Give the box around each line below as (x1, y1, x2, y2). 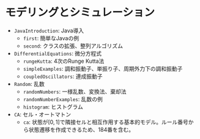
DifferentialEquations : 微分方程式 (13, 49, 102, 57)
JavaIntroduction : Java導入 (13, 27, 84, 34)
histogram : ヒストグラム (23, 103, 83, 110)
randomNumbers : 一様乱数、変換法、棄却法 (23, 88, 127, 95)
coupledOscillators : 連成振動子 (23, 73, 103, 80)
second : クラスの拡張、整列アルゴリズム (23, 42, 123, 49)
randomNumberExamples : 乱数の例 (23, 95, 103, 102)
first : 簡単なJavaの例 (23, 34, 80, 41)
